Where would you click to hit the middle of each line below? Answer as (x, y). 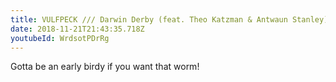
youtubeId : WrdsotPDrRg (60, 38)
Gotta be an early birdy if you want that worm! (105, 67)
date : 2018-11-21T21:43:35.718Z (77, 29)
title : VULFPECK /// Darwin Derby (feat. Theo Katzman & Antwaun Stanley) (169, 19)
